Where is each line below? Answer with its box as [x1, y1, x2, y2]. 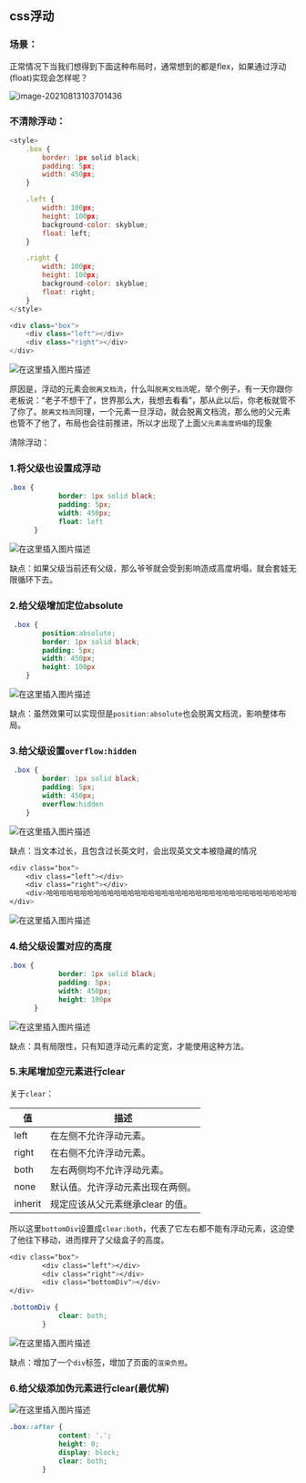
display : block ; [57, 1447, 120, 1457]
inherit [14, 1197, 42, 1210]
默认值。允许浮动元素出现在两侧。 [49, 1180, 197, 1193]
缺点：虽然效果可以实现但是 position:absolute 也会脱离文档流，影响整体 [9, 708, 279, 719]
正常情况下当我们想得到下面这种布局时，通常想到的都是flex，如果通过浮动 [9, 60, 287, 71]
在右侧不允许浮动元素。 [49, 1147, 151, 1159]
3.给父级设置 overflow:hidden [9, 745, 138, 757]
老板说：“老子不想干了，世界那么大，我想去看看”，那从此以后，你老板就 [9, 395, 280, 406]
